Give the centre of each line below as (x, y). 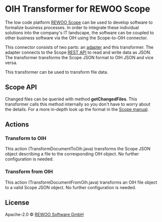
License (17, 203)
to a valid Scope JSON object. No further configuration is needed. (71, 187)
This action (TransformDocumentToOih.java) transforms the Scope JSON (78, 149)
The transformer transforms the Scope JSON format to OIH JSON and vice (79, 57)
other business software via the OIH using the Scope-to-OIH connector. (76, 38)
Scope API (21, 87)
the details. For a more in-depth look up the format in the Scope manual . (77, 109)
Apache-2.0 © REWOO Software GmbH (44, 214)
